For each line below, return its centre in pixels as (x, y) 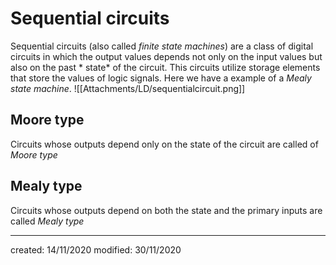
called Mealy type (47, 221)
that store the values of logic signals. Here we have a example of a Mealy (161, 78)
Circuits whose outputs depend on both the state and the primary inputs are (166, 210)
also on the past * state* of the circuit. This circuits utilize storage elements (165, 67)
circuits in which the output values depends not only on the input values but (166, 56)
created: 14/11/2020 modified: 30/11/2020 (96, 249)
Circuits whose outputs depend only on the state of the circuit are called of (164, 144)
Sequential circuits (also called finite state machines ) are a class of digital (162, 46)
